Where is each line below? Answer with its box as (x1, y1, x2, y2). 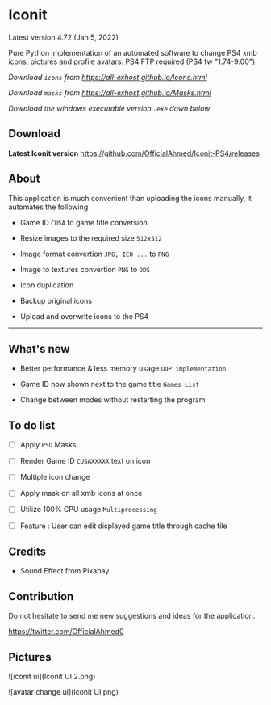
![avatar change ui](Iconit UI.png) (8, 687, 119, 696)
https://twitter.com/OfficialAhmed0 (8, 627, 124, 636)
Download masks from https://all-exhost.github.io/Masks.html (8, 87, 211, 98)
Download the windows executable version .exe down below (8, 103, 211, 113)
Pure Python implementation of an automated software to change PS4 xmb (8, 48, 258, 57)
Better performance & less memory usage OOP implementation (19, 363, 227, 373)
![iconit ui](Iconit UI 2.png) (8, 672, 96, 681)
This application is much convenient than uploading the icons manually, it (8, 193, 252, 203)
